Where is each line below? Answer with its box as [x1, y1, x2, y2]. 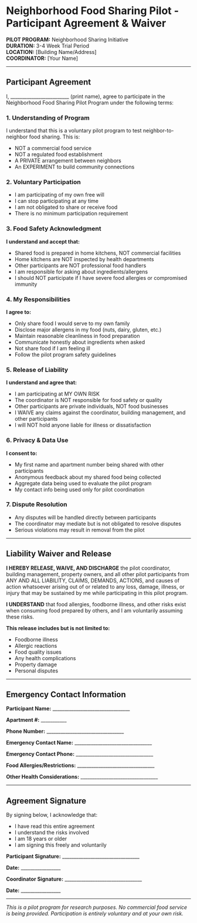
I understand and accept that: [6, 238, 80, 245]
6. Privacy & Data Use [6, 436, 69, 444]
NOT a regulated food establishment [14, 151, 103, 158]
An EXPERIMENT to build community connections [14, 163, 135, 171]
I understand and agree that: [6, 379, 77, 386]
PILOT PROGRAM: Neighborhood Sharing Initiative [6, 36, 129, 43]
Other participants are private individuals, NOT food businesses [14, 403, 168, 410]
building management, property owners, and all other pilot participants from [6, 570, 189, 577]
